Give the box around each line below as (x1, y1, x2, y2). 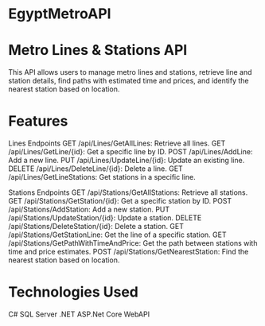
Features (8, 112, 68, 130)
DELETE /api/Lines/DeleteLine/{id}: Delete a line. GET (8, 164, 183, 173)
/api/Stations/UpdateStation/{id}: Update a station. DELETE (8, 213, 202, 223)
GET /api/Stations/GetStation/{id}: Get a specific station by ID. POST (8, 196, 232, 206)
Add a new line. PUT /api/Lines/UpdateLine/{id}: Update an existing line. (8, 156, 245, 165)
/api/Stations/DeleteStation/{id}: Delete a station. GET (8, 222, 185, 231)
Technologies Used (8, 283, 139, 301)
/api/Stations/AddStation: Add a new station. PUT (8, 204, 170, 215)
